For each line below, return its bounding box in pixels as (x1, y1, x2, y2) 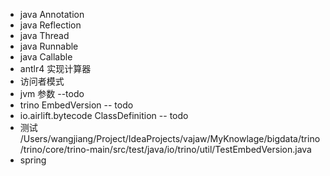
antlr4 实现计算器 (19, 63, 92, 74)
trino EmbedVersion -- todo (19, 99, 134, 111)
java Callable (19, 51, 73, 63)
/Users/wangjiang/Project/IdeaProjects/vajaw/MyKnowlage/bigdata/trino (19, 133, 321, 144)
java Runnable (19, 40, 79, 52)
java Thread (19, 30, 70, 41)
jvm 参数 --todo (19, 88, 85, 99)
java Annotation (19, 9, 85, 20)
